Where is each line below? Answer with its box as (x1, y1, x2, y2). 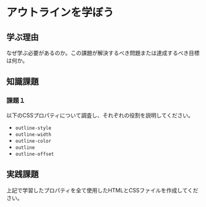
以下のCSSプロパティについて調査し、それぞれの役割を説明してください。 (6, 111, 194, 119)
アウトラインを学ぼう (6, 6, 115, 20)
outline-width (15, 131, 51, 138)
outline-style (15, 125, 51, 131)
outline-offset (15, 151, 55, 157)
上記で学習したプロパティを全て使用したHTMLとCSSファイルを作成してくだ (6, 186, 199, 194)
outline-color (15, 138, 51, 144)
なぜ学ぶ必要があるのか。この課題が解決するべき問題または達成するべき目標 (6, 50, 200, 56)
